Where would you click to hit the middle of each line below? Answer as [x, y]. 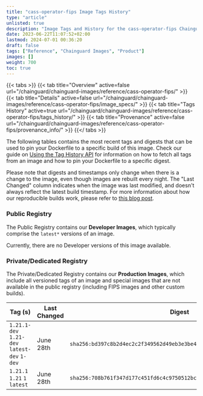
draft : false [23, 46]
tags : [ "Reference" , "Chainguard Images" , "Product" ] [76, 51]
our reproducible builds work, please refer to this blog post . [80, 198]
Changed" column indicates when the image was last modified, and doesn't [100, 185]
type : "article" [27, 18]
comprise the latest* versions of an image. [60, 234]
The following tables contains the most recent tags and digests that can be [99, 142]
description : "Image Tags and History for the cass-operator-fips [92, 29]
